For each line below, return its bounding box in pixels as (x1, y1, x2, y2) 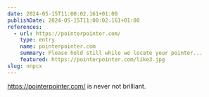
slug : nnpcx (7, 63, 42, 70)
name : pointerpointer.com (20, 43, 96, 50)
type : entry (20, 37, 55, 44)
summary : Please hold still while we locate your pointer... (20, 50, 203, 57)
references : (7, 23, 42, 30)
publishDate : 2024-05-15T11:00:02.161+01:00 (7, 17, 140, 24)
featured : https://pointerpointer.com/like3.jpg (20, 56, 165, 63)
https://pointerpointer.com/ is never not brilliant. (7, 82, 146, 90)
